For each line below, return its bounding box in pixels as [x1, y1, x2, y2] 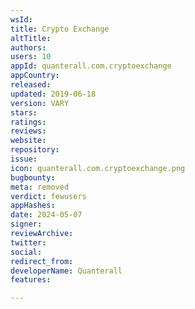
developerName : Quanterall [10, 266, 123, 276]
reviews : [10, 126, 47, 136]
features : [10, 275, 52, 285]
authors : [10, 42, 47, 53]
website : [10, 136, 47, 146]
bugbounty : [10, 172, 56, 183]
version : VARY [10, 98, 70, 108]
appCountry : [10, 71, 60, 81]
